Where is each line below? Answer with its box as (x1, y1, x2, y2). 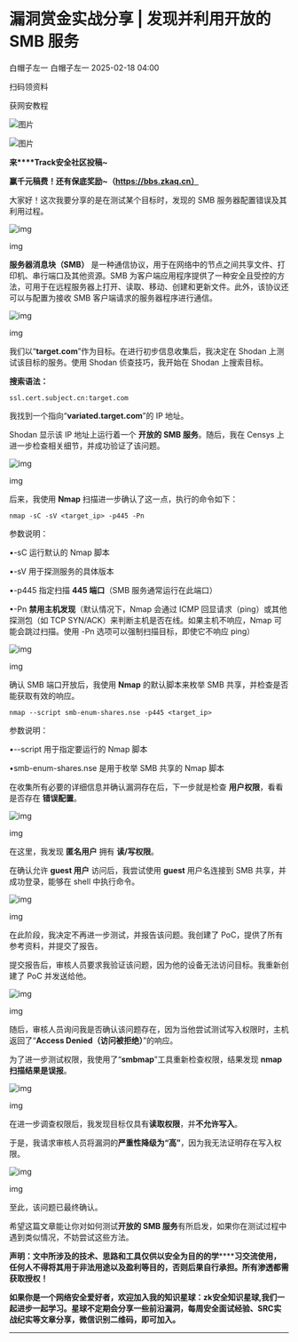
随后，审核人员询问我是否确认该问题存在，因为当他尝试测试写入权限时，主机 (9, 1024, 289, 1034)
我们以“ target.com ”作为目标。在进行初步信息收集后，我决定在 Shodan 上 (9, 345, 277, 357)
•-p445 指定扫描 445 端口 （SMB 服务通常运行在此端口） (9, 584, 217, 595)
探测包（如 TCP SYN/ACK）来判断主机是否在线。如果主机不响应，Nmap (9, 615, 272, 625)
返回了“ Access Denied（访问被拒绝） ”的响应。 (9, 1034, 178, 1046)
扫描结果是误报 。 (9, 1065, 72, 1075)
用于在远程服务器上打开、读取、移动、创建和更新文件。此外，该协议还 (32, 281, 289, 292)
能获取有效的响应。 (9, 690, 80, 701)
